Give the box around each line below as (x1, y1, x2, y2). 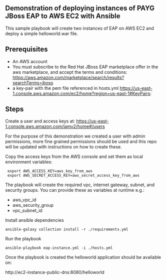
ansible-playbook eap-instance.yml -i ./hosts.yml (5, 245, 113, 250)
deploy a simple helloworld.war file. (5, 30, 78, 37)
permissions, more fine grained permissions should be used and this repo (5, 138, 157, 145)
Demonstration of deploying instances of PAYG (5, 4, 155, 13)
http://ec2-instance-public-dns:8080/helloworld (5, 269, 105, 275)
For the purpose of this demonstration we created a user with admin (5, 133, 145, 139)
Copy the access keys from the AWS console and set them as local (5, 154, 143, 160)
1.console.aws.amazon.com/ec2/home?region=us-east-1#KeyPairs (12, 90, 150, 96)
